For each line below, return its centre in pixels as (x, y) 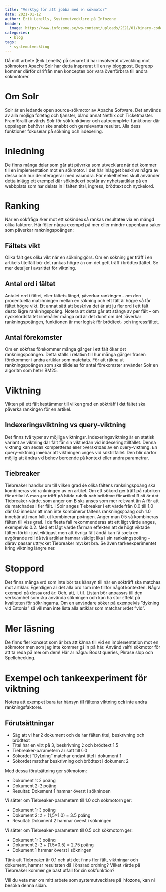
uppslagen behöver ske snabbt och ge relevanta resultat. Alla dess (73, 126)
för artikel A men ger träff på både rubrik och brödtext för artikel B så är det (82, 496)
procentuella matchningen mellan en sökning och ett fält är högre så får (78, 301)
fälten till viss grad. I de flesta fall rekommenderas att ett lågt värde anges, (81, 522)
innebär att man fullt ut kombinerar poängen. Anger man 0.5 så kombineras (82, 517)
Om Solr (22, 96)
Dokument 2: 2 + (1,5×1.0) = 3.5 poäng (51, 815)
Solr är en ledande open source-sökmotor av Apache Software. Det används (83, 110)
